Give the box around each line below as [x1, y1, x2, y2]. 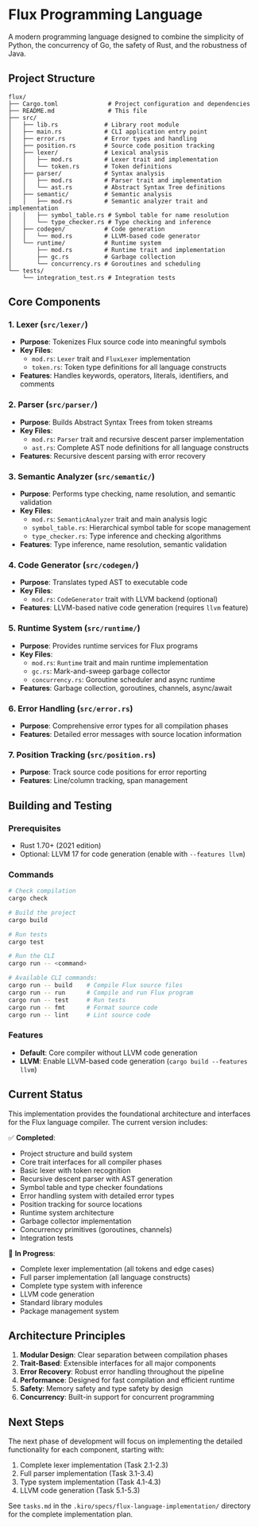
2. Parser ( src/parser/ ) [8, 399, 98, 410]
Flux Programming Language [8, 6, 203, 24]
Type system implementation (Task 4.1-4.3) [19, 1477, 161, 1487]
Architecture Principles [8, 1329, 126, 1343]
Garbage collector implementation [19, 1216, 132, 1226]
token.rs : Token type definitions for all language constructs [31, 362, 227, 372]
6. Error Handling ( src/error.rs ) [8, 703, 133, 714]
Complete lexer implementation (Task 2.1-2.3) [19, 1460, 168, 1470]
